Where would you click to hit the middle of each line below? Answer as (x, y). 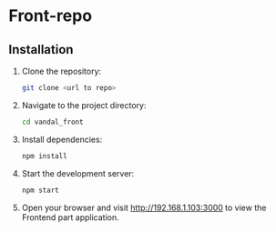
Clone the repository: (61, 71)
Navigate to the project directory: (84, 105)
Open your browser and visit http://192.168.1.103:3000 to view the (144, 207)
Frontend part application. (70, 217)
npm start (41, 190)
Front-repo (51, 16)
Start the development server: (78, 173)
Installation (41, 50)
